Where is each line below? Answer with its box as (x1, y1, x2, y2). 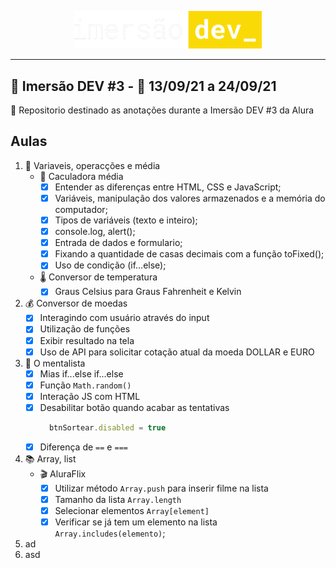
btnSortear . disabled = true (48, 422, 167, 433)
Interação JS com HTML (39, 390, 141, 402)
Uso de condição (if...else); (54, 259, 167, 271)
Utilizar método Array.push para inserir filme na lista (54, 482, 269, 494)
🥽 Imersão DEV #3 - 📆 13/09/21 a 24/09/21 (10, 77, 277, 95)
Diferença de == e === (39, 441, 128, 453)
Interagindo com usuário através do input (39, 312, 210, 324)
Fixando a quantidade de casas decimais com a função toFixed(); (54, 248, 325, 260)
